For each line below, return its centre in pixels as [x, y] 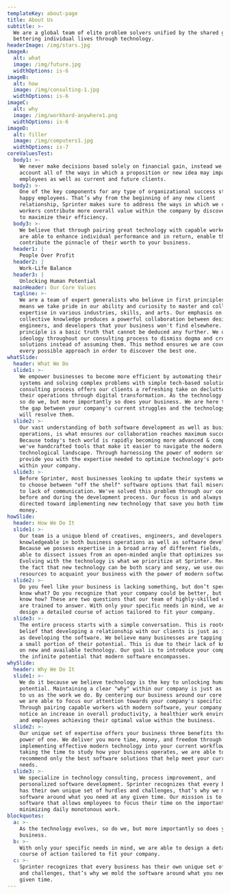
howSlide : [21, 517]
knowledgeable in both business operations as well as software [113, 542]
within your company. [50, 466]
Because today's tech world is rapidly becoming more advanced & [115, 440]
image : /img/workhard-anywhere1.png [65, 115]
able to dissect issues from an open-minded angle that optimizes [116, 555]
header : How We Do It [44, 523]
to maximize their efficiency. [64, 217]
